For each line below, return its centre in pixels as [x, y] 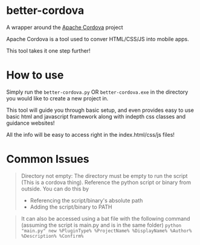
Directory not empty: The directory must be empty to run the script [104, 175]
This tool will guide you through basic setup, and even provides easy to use [100, 110]
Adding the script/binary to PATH [71, 207]
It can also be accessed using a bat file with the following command [105, 218]
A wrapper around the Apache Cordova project [65, 27]
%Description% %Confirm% [52, 236]
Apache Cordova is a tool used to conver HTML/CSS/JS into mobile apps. [98, 39]
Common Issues [48, 159]
